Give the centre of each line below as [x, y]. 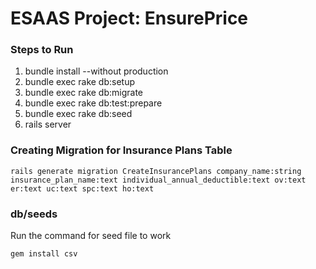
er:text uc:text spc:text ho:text [82, 188]
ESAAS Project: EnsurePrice [129, 18]
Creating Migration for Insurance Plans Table [121, 150]
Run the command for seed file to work [91, 236]
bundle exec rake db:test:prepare [93, 103]
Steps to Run [42, 50]
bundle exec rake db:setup [80, 82]
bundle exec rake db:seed [78, 114]
